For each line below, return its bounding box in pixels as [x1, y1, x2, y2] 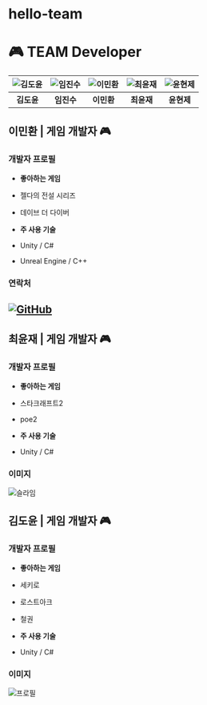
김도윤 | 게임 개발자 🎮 [8, 514, 112, 527]
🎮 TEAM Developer [8, 43, 142, 61]
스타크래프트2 [19, 398, 64, 408]
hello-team [8, 5, 83, 23]
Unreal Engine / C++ [19, 256, 88, 265]
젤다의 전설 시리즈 [19, 190, 76, 200]
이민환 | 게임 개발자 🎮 [8, 124, 112, 138]
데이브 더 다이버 [19, 207, 70, 217]
